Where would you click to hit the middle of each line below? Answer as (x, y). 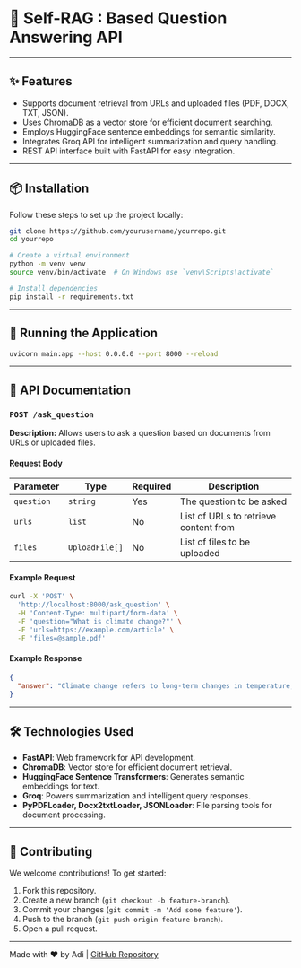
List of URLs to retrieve (228, 517)
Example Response (46, 658)
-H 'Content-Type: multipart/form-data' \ (98, 614)
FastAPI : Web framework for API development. (108, 758)
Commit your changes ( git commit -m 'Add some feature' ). (133, 910)
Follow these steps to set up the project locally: (96, 214)
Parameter (37, 486)
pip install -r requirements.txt (72, 297)
